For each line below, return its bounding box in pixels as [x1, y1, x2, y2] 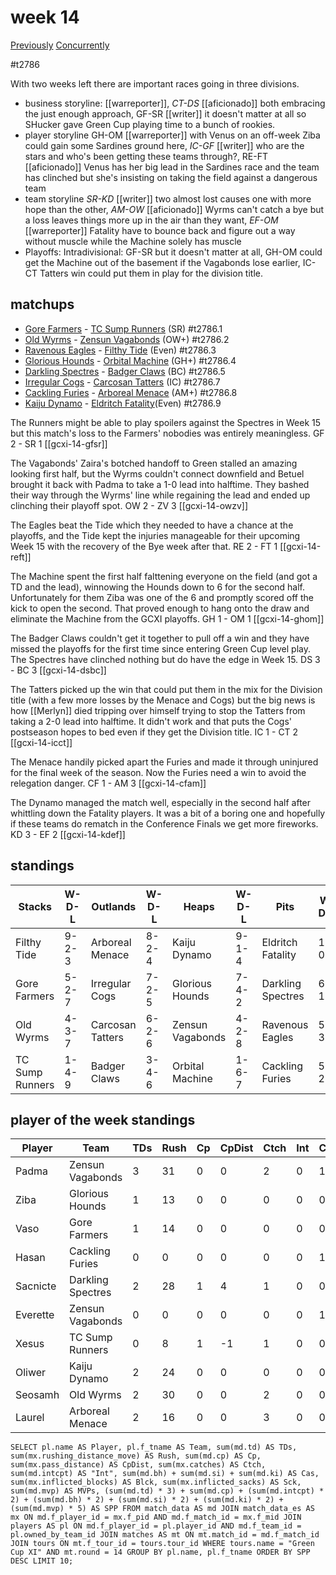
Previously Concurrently [10, 39, 110, 51]
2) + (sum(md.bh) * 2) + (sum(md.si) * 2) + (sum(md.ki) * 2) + [10, 1495, 284, 1505]
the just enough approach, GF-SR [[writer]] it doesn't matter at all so [24, 107, 307, 120]
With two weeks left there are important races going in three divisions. [10, 77, 300, 90]
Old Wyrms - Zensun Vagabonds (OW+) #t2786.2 [24, 333, 230, 345]
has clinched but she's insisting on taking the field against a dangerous [24, 171, 318, 183]
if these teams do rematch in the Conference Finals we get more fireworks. [10, 817, 319, 830]
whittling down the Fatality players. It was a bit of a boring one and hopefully [10, 807, 326, 819]
